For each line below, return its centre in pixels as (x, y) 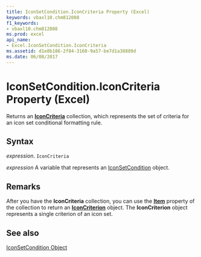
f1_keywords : (23, 23)
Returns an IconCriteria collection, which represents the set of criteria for (98, 116)
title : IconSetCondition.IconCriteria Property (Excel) (78, 12)
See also (23, 233)
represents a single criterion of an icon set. (60, 214)
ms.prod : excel (25, 34)
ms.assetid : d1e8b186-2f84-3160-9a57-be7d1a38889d (71, 51)
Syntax (20, 141)
